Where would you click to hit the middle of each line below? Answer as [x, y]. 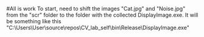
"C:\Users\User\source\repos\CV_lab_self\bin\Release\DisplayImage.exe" [98, 27]
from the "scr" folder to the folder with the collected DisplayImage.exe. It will [102, 15]
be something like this [34, 21]
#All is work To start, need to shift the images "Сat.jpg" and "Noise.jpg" [96, 9]
